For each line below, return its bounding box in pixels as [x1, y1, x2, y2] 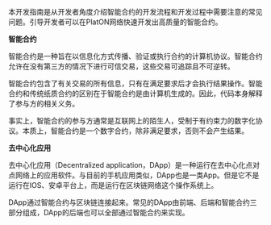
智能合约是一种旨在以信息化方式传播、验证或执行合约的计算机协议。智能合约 [8, 52, 263, 60]
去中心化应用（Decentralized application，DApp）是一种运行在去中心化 [8, 160, 246, 169]
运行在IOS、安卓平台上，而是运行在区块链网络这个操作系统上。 [8, 181, 219, 190]
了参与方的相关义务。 [8, 99, 79, 108]
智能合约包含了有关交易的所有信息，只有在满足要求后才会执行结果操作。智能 [8, 79, 263, 88]
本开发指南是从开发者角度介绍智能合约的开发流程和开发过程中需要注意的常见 [8, 7, 263, 16]
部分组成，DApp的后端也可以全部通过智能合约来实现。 [8, 208, 190, 217]
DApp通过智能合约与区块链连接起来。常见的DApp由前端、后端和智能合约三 [8, 198, 257, 207]
